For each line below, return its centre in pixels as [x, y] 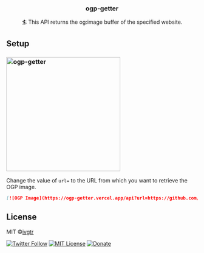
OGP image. [21, 187]
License [22, 217]
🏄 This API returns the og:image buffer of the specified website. [102, 22]
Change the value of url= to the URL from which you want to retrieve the [97, 180]
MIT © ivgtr [20, 232]
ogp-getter [102, 9]
